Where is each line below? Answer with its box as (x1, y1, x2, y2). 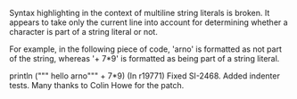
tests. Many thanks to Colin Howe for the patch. (9, 80, 185, 90)
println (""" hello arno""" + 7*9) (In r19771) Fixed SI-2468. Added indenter (9, 70, 281, 81)
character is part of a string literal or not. (9, 27, 158, 37)
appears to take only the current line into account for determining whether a (9, 17, 288, 28)
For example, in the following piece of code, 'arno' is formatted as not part (9, 44, 283, 54)
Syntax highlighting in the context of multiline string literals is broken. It (9, 8, 270, 18)
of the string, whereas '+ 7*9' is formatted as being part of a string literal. (9, 54, 280, 63)
